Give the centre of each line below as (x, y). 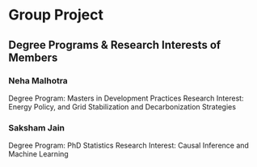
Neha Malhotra (38, 80)
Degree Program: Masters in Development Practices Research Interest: (126, 98)
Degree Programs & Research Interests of (115, 45)
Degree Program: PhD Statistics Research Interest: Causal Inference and (128, 146)
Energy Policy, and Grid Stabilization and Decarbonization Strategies (122, 106)
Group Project (56, 15)
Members (33, 57)
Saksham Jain (37, 127)
